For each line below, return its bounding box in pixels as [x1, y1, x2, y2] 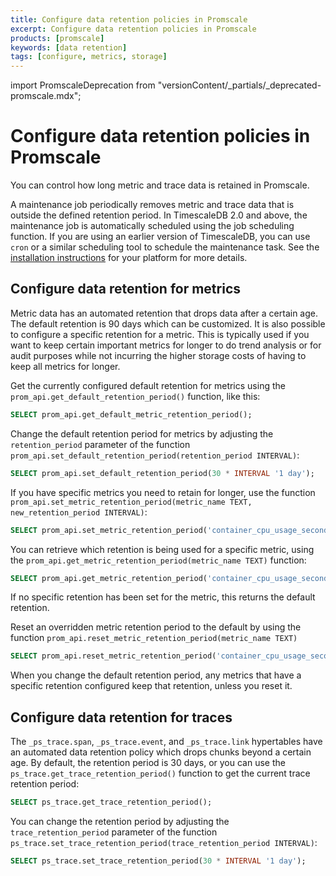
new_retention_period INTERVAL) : [10, 506, 148, 518]
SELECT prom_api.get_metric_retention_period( [10, 573, 208, 583]
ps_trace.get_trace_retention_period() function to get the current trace [10, 767, 311, 780]
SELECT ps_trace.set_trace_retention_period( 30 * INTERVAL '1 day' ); [10, 856, 307, 866]
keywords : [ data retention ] [10, 42, 128, 53]
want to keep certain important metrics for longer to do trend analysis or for [10, 339, 322, 351]
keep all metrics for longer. [10, 360, 121, 372]
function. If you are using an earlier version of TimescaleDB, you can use [10, 231, 311, 243]
